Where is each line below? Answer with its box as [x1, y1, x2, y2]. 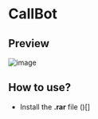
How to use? [8, 81, 72, 94]
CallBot [8, 5, 58, 23]
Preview [8, 37, 50, 50]
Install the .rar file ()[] [19, 101, 90, 112]
